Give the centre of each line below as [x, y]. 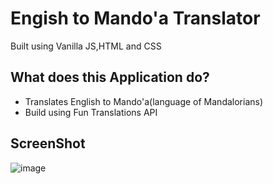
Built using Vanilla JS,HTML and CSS [86, 46]
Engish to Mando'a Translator [135, 18]
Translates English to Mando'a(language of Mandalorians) [144, 101]
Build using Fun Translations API [91, 112]
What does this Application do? [110, 77]
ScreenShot [48, 143]
